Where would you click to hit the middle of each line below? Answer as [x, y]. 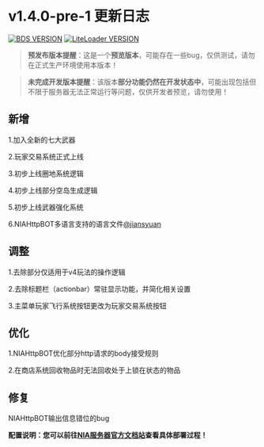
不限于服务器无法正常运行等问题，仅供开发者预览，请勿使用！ [128, 91]
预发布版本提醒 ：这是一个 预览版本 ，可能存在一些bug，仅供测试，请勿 [141, 55]
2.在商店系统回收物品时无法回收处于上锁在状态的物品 [94, 370]
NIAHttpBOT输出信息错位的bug [59, 418]
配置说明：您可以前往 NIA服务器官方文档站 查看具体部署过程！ [108, 435]
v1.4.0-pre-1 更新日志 [79, 16]
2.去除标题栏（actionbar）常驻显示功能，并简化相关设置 [100, 288]
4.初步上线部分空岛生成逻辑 [53, 190]
